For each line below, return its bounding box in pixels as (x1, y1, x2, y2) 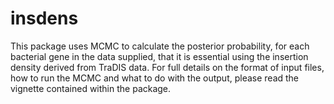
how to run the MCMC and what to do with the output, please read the (10, 72, 300, 84)
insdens (10, 7, 79, 30)
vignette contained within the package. (10, 82, 172, 94)
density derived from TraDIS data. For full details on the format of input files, (10, 61, 325, 73)
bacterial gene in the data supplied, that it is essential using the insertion (10, 50, 309, 62)
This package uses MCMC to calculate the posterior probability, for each (10, 40, 310, 52)
